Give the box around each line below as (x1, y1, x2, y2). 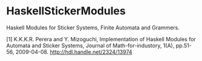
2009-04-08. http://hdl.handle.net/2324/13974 (15, 48, 132, 55)
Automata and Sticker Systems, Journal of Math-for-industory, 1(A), (6, 42, 175, 49)
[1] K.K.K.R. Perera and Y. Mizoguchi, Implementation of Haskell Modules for (6, 35, 197, 42)
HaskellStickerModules (6, 4, 126, 18)
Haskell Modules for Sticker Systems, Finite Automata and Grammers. (6, 24, 180, 31)
